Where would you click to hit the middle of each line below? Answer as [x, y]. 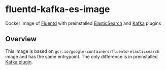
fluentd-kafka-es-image [58, 9]
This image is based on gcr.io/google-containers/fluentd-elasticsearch [82, 51]
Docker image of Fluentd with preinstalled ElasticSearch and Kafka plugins [83, 23]
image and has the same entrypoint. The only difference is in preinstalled [82, 56]
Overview [21, 39]
